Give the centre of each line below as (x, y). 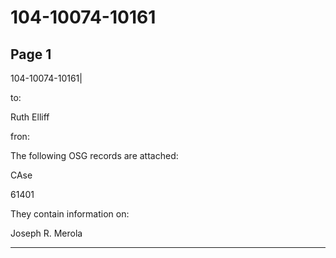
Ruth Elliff (30, 117)
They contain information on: (70, 214)
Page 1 (31, 54)
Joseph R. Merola (46, 233)
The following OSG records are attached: (94, 155)
